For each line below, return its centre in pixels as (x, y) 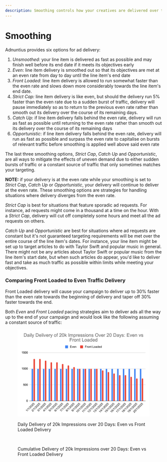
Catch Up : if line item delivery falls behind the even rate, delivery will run (87, 118)
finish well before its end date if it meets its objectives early (73, 64)
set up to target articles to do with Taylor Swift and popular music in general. (83, 246)
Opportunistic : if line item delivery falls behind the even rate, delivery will (87, 133)
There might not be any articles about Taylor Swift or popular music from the (83, 251)
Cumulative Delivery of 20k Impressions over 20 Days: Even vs (82, 449)
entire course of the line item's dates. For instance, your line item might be (81, 241)
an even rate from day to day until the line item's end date (71, 75)
